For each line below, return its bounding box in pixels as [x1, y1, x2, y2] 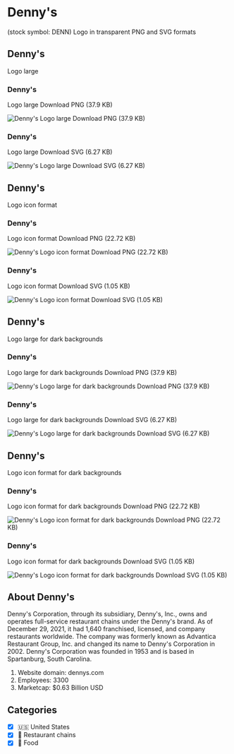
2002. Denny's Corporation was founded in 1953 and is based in [7, 647, 195, 656]
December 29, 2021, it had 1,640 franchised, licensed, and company [7, 625, 206, 633]
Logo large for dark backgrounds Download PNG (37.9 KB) [7, 368, 178, 376]
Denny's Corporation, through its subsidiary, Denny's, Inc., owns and [7, 610, 207, 618]
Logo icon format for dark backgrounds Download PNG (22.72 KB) [7, 502, 201, 510]
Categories [7, 704, 58, 716]
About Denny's [7, 591, 75, 603]
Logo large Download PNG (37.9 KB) [7, 100, 113, 109]
